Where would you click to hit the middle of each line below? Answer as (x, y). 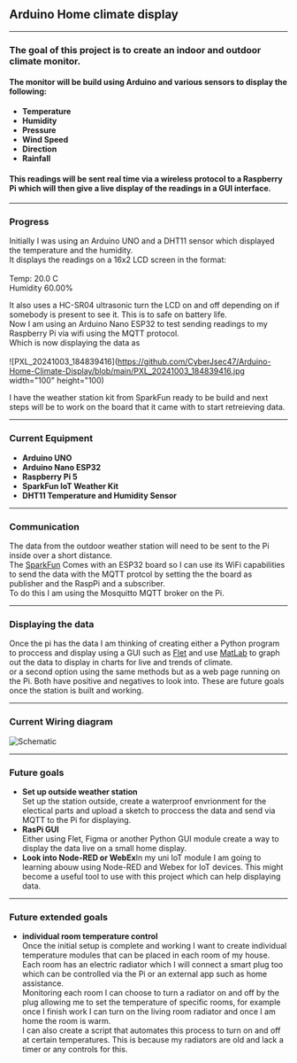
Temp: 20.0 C (34, 279)
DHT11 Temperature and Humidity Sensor (99, 495)
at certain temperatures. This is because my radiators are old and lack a (153, 1040)
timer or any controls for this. (75, 1050)
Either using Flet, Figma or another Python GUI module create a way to (151, 838)
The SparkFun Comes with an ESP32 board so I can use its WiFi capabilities (147, 565)
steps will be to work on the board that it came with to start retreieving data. (147, 407)
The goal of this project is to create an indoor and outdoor (135, 50)
